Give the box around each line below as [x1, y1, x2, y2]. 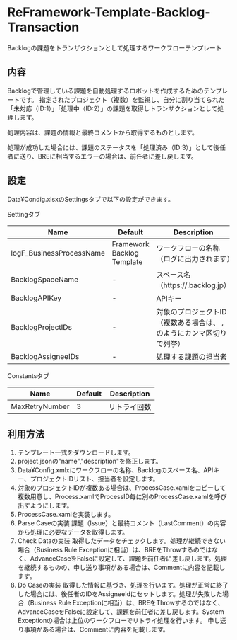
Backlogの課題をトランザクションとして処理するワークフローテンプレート [7, 43, 222, 52]
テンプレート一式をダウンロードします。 [17, 448, 135, 457]
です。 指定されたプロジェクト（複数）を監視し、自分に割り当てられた [19, 95, 225, 103]
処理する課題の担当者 [156, 352, 227, 362]
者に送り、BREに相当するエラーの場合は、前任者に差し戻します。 [7, 152, 197, 160]
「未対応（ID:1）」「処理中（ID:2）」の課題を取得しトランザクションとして [7, 104, 218, 113]
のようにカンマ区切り [156, 328, 227, 338]
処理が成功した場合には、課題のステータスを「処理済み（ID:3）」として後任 [7, 143, 226, 152]
